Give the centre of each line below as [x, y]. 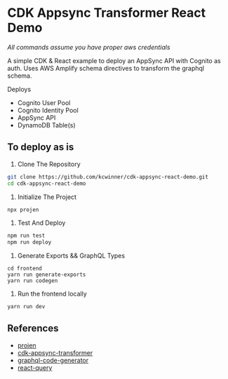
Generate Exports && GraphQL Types [71, 256]
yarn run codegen [33, 281]
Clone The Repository [49, 164]
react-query [35, 367]
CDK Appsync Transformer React [107, 13]
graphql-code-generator [53, 360]
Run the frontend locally [52, 294]
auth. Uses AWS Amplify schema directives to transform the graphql [106, 68]
